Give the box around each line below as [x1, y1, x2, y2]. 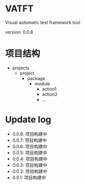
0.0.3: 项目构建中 [12, 162, 47, 168]
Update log [5, 114, 51, 125]
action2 [42, 91, 58, 97]
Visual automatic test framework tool [5, 19, 81, 25]
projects [12, 65, 30, 71]
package [27, 75, 46, 81]
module [34, 81, 51, 87]
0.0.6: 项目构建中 [12, 143, 47, 149]
